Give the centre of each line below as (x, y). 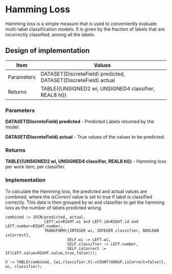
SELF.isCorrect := (87, 248)
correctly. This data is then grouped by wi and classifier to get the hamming (85, 202)
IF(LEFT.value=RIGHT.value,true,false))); (51, 253)
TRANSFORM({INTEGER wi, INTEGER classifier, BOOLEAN (102, 230)
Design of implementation (48, 51)
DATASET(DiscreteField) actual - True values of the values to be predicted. (85, 137)
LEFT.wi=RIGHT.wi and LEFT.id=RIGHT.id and (91, 222)
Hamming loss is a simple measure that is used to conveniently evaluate (81, 24)
